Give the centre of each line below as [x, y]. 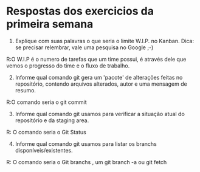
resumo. [26, 90]
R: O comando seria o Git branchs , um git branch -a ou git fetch [87, 162]
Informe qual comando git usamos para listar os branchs [86, 143]
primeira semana [50, 24]
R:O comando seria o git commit [47, 102]
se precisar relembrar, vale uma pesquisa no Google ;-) [84, 47]
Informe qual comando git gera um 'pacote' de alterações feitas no [99, 77]
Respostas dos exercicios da [80, 11]
